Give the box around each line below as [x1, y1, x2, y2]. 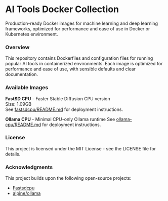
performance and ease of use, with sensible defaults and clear [5, 66, 136, 72]
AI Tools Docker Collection [5, 4, 119, 15]
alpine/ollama [12, 190, 41, 196]
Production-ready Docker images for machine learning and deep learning [5, 20, 158, 26]
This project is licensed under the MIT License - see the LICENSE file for [5, 145, 156, 151]
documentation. [5, 71, 38, 77]
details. [5, 151, 21, 157]
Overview [5, 44, 30, 51]
